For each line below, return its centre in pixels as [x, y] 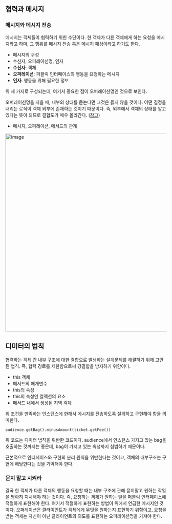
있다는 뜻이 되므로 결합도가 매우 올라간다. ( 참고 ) [53, 115]
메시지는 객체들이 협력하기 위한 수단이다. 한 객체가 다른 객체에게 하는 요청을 [80, 37]
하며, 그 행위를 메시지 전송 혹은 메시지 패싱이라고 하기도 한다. [79, 44]
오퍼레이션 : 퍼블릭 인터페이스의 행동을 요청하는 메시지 [66, 74]
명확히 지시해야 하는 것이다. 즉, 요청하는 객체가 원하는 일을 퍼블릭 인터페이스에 [88, 497]
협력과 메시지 [25, 9]
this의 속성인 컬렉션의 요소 [39, 396]
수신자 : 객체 [25, 67]
